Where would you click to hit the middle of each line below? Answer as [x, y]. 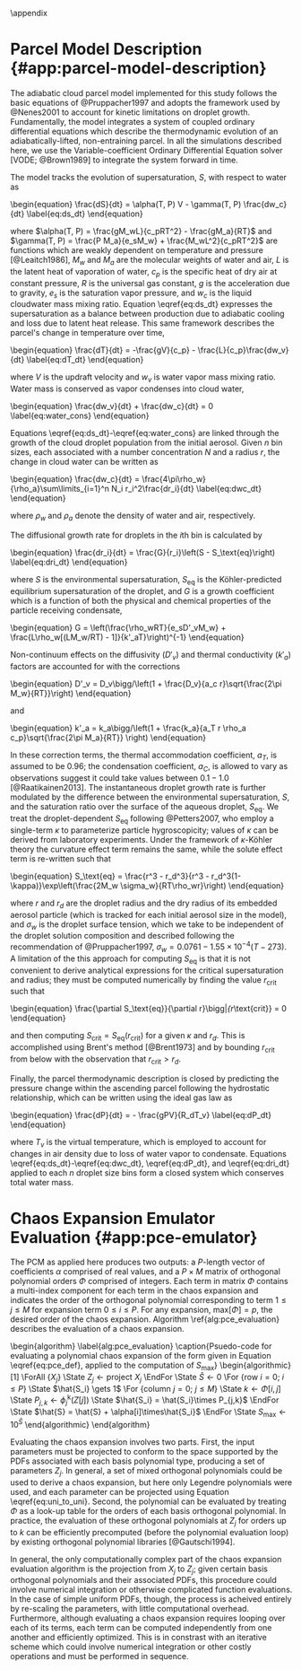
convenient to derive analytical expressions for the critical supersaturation [147, 970]
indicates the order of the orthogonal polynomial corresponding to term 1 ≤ [148, 1300]
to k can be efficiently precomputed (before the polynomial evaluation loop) [150, 1532]
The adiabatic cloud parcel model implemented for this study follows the [144, 92]
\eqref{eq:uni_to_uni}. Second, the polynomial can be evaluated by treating [149, 1501]
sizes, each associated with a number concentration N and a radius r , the [145, 452]
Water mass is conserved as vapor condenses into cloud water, [127, 389]
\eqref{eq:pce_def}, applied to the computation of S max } [114, 1366]
